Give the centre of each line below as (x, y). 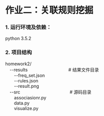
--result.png (27, 86)
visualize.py (26, 108)
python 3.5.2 (18, 39)
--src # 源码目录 (51, 92)
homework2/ (18, 64)
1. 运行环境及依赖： (28, 27)
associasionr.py (30, 97)
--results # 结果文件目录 (54, 70)
